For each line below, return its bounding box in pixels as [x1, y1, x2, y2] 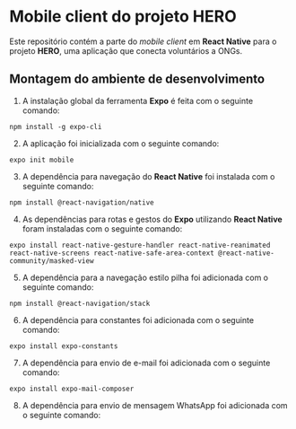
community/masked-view [9, 256, 94, 266]
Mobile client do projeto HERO [9, 6, 237, 27]
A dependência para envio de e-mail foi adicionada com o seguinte [22, 357, 271, 368]
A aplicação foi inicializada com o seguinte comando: [22, 137, 220, 149]
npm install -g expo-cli [9, 122, 102, 131]
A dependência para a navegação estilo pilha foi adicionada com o [22, 272, 269, 283]
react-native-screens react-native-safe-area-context [9, 249, 215, 258]
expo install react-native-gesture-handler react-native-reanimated [9, 241, 271, 250]
